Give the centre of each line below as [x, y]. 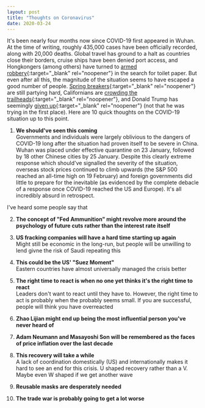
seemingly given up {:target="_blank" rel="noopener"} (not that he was [96, 106]
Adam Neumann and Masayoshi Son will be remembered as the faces [105, 337]
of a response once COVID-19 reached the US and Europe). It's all [99, 189]
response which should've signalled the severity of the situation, [97, 163]
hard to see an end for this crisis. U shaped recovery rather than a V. [102, 368]
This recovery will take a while [55, 355]
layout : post [23, 12]
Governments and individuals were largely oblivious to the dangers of [103, 137]
